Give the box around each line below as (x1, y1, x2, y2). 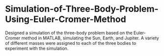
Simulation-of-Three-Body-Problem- (5, 3, 159, 15)
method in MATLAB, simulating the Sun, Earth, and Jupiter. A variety (21, 35, 160, 41)
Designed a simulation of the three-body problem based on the (5, 30, 133, 36)
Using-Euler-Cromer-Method (5, 14, 126, 25)
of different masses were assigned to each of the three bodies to (5, 40, 137, 46)
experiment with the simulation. (5, 45, 69, 51)
